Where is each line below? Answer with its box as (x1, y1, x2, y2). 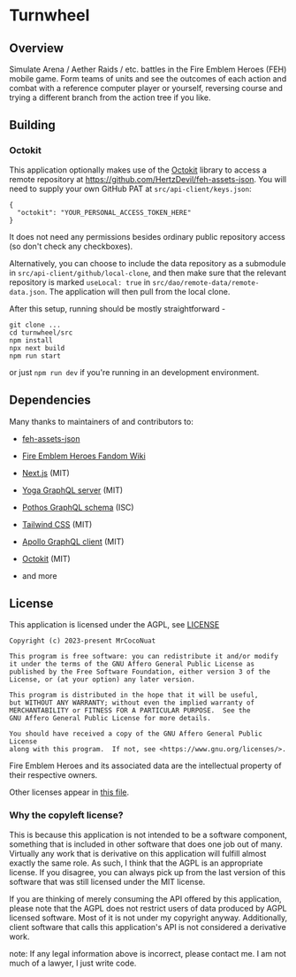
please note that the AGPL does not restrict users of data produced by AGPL (9, 903, 287, 913)
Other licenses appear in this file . (9, 787, 130, 797)
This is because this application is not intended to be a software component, (9, 829, 287, 840)
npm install (9, 335, 53, 345)
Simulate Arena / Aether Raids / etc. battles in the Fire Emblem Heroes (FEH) (9, 64, 287, 74)
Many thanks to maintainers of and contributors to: (9, 416, 194, 427)
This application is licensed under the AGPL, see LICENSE (9, 619, 220, 630)
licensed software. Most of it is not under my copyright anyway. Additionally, (9, 912, 288, 923)
